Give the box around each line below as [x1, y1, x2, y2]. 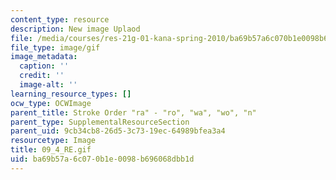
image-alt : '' [19, 80, 78, 90]
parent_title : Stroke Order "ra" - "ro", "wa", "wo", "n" [10, 107, 257, 118]
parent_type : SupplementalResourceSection [10, 117, 190, 127]
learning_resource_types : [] [10, 89, 132, 99]
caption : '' [19, 61, 70, 71]
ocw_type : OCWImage [10, 98, 92, 108]
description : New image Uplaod [10, 24, 141, 34]
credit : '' [19, 71, 65, 81]
